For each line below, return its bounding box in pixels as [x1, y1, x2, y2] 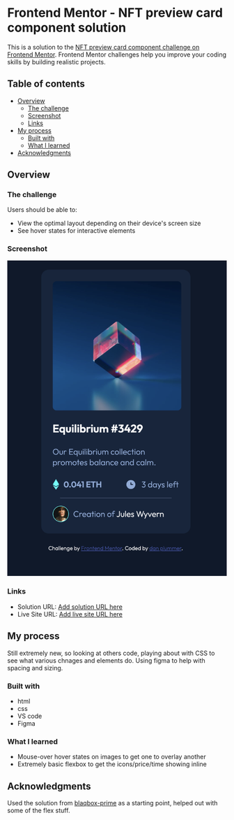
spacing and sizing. [7, 663, 63, 672]
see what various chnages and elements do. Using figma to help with [7, 656, 205, 665]
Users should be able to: [7, 206, 78, 214]
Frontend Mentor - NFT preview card [7, 5, 223, 21]
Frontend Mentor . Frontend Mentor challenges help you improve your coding [7, 50, 227, 59]
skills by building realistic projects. [7, 57, 106, 66]
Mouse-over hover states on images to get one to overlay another [17, 753, 207, 761]
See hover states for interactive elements [17, 226, 136, 235]
